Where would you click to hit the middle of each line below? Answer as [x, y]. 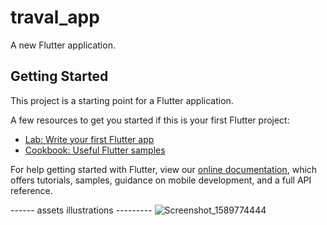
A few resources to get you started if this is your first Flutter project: [150, 120]
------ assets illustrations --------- [81, 210]
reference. [31, 190]
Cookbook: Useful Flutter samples [95, 150]
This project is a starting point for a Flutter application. [122, 100]
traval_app [55, 17]
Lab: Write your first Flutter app [89, 139]
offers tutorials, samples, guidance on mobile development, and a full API [161, 180]
